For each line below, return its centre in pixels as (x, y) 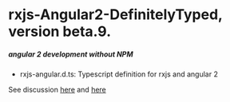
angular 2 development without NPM (71, 54)
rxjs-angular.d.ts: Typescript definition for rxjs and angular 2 (119, 74)
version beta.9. (60, 31)
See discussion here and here (57, 90)
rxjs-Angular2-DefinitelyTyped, (115, 15)
